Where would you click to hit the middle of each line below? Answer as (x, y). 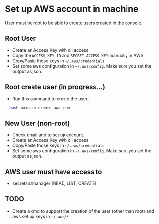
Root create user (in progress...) (55, 87)
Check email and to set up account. (48, 135)
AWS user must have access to (54, 172)
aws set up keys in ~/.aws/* (40, 216)
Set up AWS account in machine (72, 9)
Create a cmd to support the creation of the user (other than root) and (83, 211)
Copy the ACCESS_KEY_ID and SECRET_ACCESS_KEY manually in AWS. (79, 55)
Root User (21, 38)
